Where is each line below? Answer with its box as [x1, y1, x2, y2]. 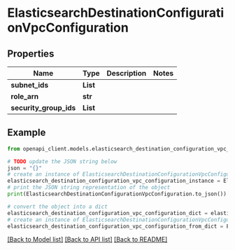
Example [7, 127, 46, 139]
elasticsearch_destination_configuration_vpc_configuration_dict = [7, 209, 208, 216]
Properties [7, 48, 55, 60]
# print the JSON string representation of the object [7, 184, 171, 191]
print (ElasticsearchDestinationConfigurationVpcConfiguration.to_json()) [7, 190, 227, 197]
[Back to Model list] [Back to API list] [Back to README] [7, 235, 168, 244]
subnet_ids [10, 81, 49, 90]
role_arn [10, 92, 39, 101]
